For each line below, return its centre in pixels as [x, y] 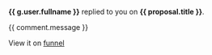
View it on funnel [36, 43]
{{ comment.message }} [49, 27]
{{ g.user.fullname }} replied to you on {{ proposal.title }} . [106, 12]
